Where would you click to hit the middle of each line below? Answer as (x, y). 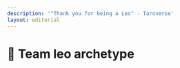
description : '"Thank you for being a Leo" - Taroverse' (91, 13)
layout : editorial (33, 20)
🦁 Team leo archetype (71, 54)
